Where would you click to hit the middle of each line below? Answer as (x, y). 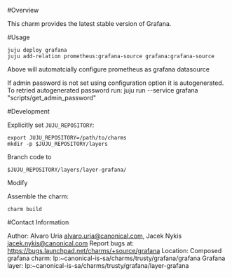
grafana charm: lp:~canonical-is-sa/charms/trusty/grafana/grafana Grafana (116, 258)
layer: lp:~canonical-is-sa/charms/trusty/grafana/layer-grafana (98, 265)
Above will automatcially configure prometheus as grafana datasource (109, 69)
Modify (18, 183)
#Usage (19, 37)
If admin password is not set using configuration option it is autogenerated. (116, 83)
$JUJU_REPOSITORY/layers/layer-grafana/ (67, 170)
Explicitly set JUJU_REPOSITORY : (51, 125)
